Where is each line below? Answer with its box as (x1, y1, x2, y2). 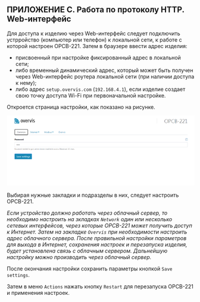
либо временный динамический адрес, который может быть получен (15, 67, 193, 74)
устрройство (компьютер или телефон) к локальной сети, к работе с (7, 36, 182, 43)
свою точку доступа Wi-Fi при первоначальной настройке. (15, 92, 166, 99)
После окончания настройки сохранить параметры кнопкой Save (7, 265, 173, 272)
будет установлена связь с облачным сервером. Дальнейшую (7, 247, 168, 254)
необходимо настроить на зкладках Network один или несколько (7, 215, 173, 222)
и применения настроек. (7, 289, 70, 296)
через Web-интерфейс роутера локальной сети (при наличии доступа (15, 73, 195, 80)
